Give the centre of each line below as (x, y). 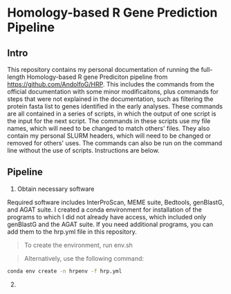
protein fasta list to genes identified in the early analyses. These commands (115, 106)
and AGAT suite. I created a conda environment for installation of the (104, 210)
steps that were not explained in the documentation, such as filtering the (110, 99)
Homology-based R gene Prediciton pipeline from (97, 77)
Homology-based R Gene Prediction (112, 13)
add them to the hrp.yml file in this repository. (72, 231)
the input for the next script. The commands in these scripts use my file (109, 121)
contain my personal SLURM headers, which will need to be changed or (109, 136)
